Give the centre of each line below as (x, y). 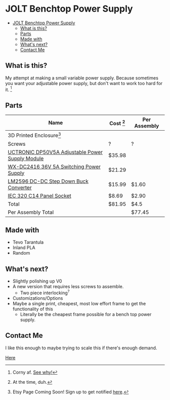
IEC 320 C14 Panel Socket (40, 195)
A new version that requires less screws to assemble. (68, 287)
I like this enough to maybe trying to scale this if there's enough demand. (81, 348)
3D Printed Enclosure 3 (34, 135)
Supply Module (26, 158)
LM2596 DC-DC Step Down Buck (48, 181)
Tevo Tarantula (28, 242)
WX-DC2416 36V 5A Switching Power (54, 167)
